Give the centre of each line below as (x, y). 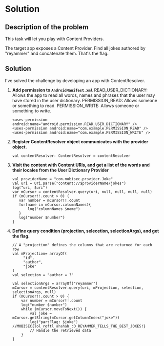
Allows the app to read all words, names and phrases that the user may (83, 95)
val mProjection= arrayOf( (40, 253)
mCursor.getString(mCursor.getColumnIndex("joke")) (66, 318)
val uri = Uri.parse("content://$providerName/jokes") (69, 183)
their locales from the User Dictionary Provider (60, 170)
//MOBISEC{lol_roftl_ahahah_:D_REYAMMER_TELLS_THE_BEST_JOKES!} (79, 326)
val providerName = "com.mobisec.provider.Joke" (62, 179)
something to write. (31, 110)
